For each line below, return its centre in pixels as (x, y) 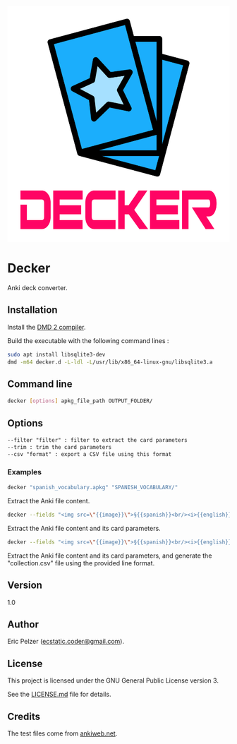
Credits (24, 716)
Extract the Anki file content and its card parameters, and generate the (110, 556)
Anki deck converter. (38, 287)
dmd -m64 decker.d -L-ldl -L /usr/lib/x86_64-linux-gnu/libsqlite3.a (110, 362)
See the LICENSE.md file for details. (59, 695)
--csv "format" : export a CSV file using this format (90, 454)
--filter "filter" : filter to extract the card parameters (98, 440)
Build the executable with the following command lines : (88, 340)
